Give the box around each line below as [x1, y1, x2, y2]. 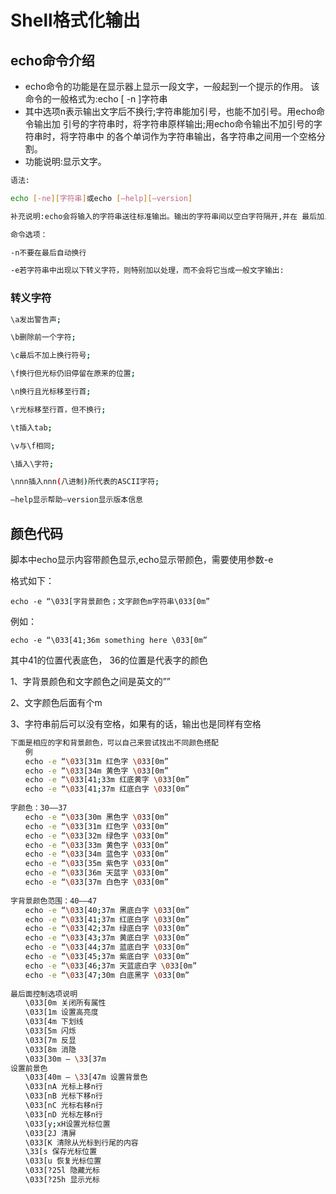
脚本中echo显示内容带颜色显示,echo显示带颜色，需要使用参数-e [10, 553, 274, 565]
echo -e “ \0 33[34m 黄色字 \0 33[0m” [24, 766, 169, 776]
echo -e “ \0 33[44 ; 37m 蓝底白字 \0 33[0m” [24, 942, 190, 953]
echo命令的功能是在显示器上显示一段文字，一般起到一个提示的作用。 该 [24, 81, 320, 92]
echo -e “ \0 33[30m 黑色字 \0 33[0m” [24, 812, 169, 822]
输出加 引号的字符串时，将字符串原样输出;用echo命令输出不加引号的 [33, 118, 314, 130]
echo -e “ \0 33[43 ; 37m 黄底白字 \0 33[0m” [24, 933, 190, 943]
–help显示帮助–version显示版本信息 [10, 495, 143, 505]
